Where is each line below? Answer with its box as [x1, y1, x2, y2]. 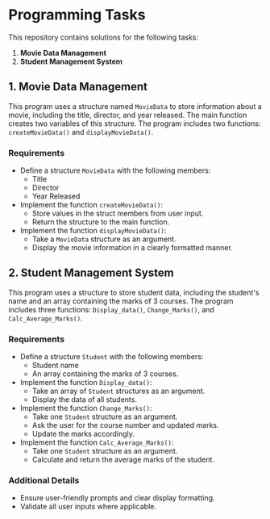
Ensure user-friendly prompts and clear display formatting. [19, 493, 215, 503]
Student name [31, 361, 79, 370]
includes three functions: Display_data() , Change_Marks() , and [8, 304, 215, 314]
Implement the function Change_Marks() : [19, 404, 152, 413]
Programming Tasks [8, 6, 146, 24]
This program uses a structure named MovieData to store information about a [8, 101, 262, 111]
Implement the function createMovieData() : [19, 200, 164, 210]
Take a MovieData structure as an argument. [31, 234, 177, 244]
